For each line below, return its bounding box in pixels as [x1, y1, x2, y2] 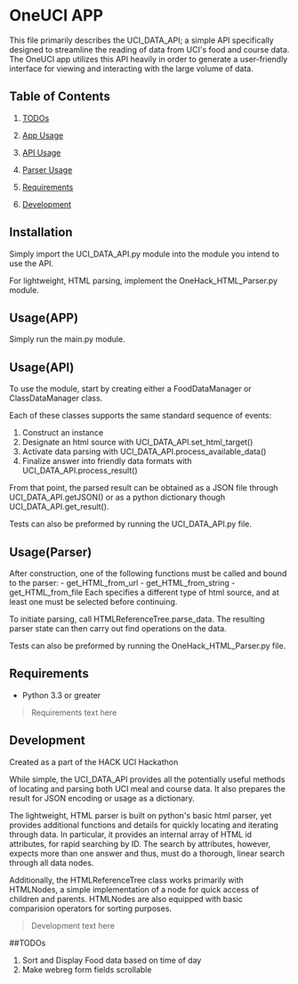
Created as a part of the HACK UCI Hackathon [9, 756, 179, 767]
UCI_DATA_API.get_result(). [9, 501, 109, 512]
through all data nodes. [9, 857, 94, 868]
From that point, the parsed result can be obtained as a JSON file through [9, 483, 278, 493]
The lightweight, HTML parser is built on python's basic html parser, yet [9, 809, 272, 820]
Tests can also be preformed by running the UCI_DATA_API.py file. [9, 518, 252, 530]
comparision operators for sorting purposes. [9, 903, 172, 914]
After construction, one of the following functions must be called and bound [9, 568, 287, 579]
